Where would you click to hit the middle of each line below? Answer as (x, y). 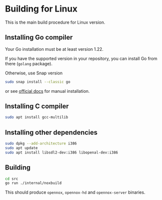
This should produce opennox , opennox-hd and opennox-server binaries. (75, 192)
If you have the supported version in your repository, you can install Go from (81, 58)
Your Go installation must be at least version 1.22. (54, 49)
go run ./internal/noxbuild (33, 183)
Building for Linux (41, 9)
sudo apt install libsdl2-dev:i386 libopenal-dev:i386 (62, 152)
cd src (12, 179)
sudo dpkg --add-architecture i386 (41, 143)
